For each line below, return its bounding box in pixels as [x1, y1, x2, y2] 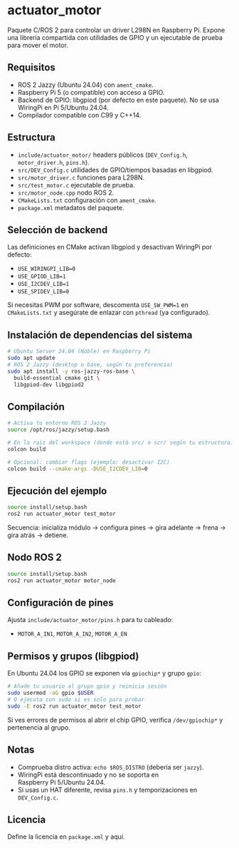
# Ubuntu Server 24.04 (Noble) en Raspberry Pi [7, 348, 152, 355]
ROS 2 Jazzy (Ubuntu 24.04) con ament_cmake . [17, 81, 154, 89]
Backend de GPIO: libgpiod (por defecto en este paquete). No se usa [17, 95, 219, 104]
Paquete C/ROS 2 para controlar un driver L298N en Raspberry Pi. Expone [7, 26, 225, 34]
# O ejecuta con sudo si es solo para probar [7, 696, 144, 703]
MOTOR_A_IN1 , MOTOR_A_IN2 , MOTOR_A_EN [17, 629, 127, 638]
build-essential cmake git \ [14, 374, 100, 381]
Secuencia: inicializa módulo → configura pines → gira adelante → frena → [7, 523, 226, 532]
